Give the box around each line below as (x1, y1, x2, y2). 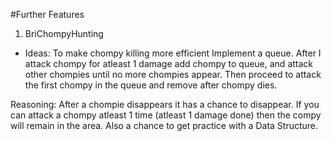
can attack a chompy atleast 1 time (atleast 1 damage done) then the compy (10, 109, 322, 121)
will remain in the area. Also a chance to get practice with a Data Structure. (10, 120, 319, 131)
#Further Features (10, 9, 85, 20)
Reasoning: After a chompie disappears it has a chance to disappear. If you (10, 99, 320, 110)
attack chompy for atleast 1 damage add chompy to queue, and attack (24, 58, 314, 69)
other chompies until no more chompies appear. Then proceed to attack (24, 69, 322, 80)
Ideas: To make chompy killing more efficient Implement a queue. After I (24, 47, 322, 59)
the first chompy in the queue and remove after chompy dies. (24, 79, 278, 91)
